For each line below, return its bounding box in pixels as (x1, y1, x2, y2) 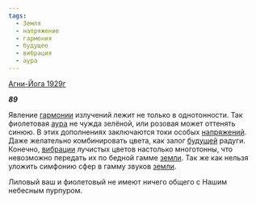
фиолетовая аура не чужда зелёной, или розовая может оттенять (8, 118, 236, 128)
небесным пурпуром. (8, 185, 83, 195)
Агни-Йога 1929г (8, 78, 66, 89)
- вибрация (15, 49, 52, 57)
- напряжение (15, 27, 60, 35)
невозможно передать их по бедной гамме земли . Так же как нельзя (8, 152, 249, 162)
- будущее (15, 42, 48, 50)
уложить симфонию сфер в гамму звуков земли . (8, 161, 177, 171)
